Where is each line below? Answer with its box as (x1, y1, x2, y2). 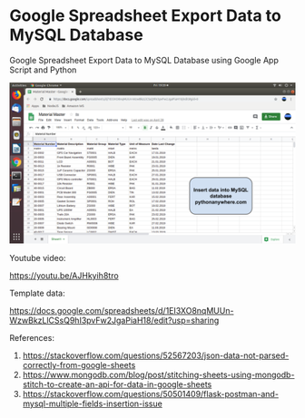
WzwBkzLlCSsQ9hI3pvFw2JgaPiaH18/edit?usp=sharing (9, 315, 220, 326)
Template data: (9, 287, 65, 299)
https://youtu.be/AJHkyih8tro (9, 270, 120, 281)
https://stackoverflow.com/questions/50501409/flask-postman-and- (22, 389, 280, 400)
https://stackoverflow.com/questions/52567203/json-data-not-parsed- (22, 350, 290, 361)
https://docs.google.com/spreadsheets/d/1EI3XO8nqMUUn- (9, 306, 234, 316)
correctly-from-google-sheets (22, 360, 136, 371)
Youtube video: (9, 253, 66, 264)
